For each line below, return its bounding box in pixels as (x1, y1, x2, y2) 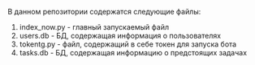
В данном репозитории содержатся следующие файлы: (7, 7, 201, 16)
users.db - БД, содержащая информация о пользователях (19, 31, 221, 40)
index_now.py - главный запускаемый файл (19, 22, 170, 31)
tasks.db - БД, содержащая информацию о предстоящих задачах (19, 48, 248, 57)
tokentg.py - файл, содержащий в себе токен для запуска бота (19, 39, 237, 49)
